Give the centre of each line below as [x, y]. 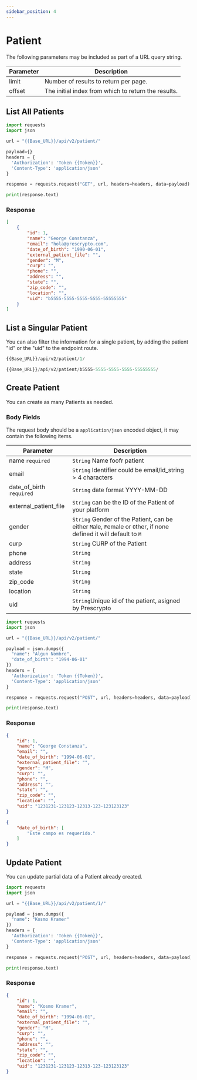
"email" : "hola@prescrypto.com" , [68, 244]
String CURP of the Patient [110, 543]
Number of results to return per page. [96, 81]
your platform [91, 510]
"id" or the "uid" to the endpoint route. [52, 348]
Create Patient [33, 388]
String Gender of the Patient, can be [123, 519]
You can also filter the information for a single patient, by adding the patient [97, 342]
